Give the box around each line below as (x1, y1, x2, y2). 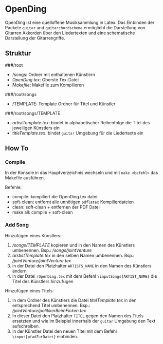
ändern (12, 268, 27, 274)
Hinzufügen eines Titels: (5, 287, 54, 293)
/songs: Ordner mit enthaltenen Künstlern (12, 72, 95, 77)
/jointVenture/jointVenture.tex (12, 257, 72, 264)
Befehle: (5, 184, 22, 191)
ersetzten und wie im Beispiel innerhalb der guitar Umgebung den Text (12, 318, 156, 324)
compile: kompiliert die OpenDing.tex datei (12, 194, 98, 200)
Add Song (5, 222, 29, 229)
